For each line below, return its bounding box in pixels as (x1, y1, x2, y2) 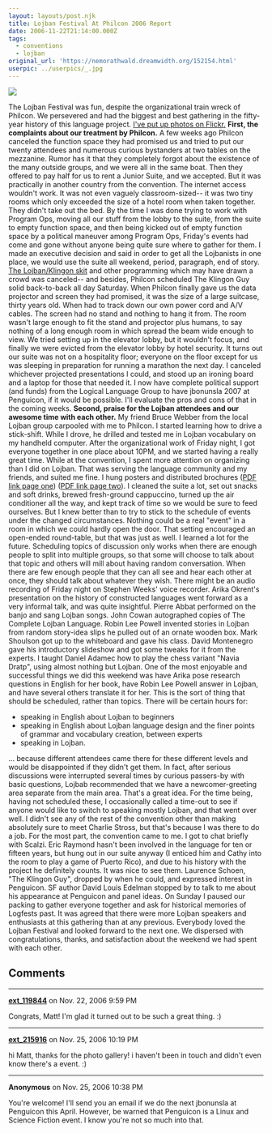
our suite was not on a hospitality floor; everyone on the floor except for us (8, 352, 258, 361)
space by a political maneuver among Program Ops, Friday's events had (8, 231, 249, 241)
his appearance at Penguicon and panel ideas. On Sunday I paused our (8, 891, 245, 900)
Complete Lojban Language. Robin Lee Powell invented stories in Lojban (8, 618, 249, 628)
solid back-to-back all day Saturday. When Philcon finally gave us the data (8, 283, 257, 293)
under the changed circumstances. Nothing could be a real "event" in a (8, 515, 246, 525)
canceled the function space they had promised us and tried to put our (8, 136, 244, 146)
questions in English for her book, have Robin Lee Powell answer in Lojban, (8, 678, 259, 689)
